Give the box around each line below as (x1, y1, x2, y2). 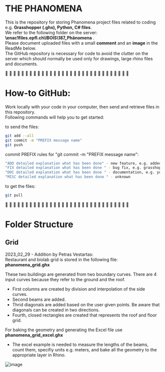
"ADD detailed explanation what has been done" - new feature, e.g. (5, 160, 148, 166)
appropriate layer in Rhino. (12, 352, 66, 358)
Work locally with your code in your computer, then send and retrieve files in (5, 104, 160, 109)
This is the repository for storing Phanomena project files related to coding (5, 19, 156, 25)
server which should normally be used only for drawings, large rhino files (5, 55, 153, 61)
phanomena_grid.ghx (5, 262, 50, 267)
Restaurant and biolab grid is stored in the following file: (5, 256, 118, 263)
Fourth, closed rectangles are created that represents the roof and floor (12, 312, 157, 318)
